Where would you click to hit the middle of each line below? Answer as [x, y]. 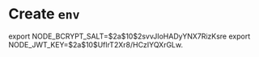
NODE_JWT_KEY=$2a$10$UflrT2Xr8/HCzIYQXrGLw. [96, 44]
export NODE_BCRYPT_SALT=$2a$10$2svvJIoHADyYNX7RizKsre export [129, 36]
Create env [44, 14]
